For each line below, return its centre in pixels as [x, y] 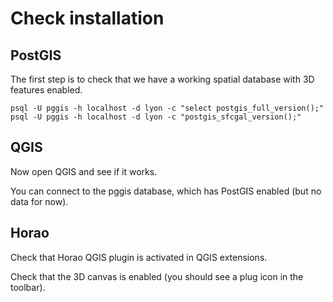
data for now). [39, 201]
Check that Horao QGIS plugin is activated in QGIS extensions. [139, 257]
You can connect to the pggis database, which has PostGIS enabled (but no [166, 191]
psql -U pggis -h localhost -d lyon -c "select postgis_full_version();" [167, 108]
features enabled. [46, 90]
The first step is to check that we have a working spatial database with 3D [162, 79]
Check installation [87, 18]
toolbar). [28, 287]
